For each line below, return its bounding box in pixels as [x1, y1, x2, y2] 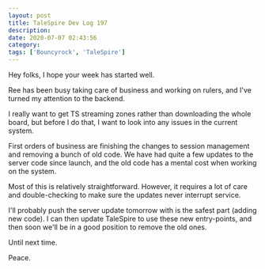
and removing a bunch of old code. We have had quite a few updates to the [8, 150, 254, 159]
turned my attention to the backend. [8, 94, 125, 103]
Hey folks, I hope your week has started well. [8, 70, 155, 79]
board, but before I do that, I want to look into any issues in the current [8, 118, 238, 127]
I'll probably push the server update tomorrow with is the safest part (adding [8, 206, 257, 214]
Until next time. [8, 238, 58, 247]
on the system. [8, 167, 57, 176]
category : [8, 41, 41, 49]
